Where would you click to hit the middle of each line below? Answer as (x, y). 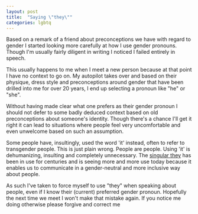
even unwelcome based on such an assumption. (65, 131)
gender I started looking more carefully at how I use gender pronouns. (92, 46)
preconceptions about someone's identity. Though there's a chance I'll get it (99, 119)
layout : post (22, 12)
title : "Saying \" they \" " (39, 17)
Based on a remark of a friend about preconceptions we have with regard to (98, 40)
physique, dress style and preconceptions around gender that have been (95, 82)
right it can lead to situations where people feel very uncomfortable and (93, 125)
